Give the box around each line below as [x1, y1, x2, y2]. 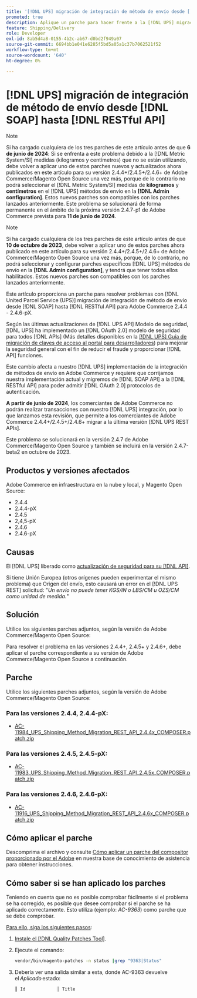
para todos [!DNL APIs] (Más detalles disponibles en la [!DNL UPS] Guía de [6, 333, 187, 340]
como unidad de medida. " [6, 593, 69, 600]
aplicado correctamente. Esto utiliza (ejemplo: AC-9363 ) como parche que [6, 906, 186, 913]
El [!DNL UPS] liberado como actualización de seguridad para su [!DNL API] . [6, 562, 191, 570]
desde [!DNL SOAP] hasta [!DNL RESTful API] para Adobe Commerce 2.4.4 [6, 303, 188, 310]
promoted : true [6, 14, 43, 20]
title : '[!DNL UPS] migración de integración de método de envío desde [6, 8, 185, 15]
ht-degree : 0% [6, 58, 41, 63]
